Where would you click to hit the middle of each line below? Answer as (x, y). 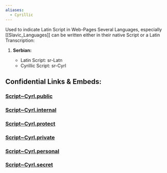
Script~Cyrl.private (30, 137)
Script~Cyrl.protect (30, 123)
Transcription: (20, 40)
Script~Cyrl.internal (31, 110)
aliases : (15, 10)
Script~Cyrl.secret (29, 165)
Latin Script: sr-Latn (41, 60)
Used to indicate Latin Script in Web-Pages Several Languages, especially (84, 29)
